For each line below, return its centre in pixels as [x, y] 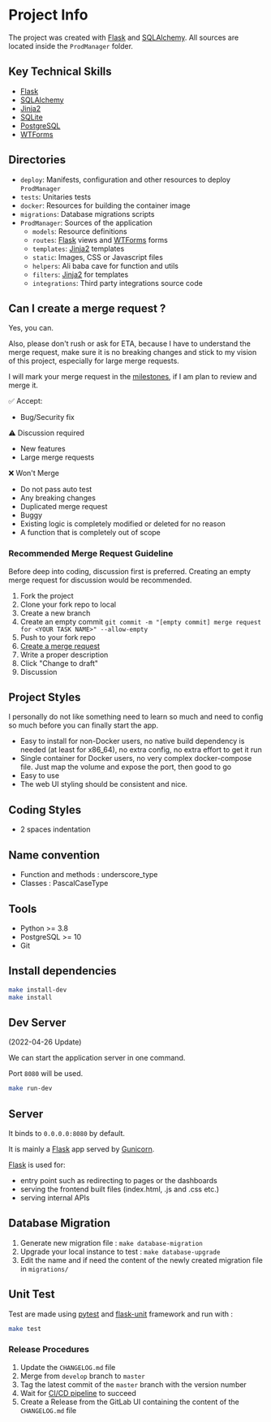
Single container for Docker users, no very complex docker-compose [136, 759]
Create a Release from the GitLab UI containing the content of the [129, 1402]
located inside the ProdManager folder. [71, 45]
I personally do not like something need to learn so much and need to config [136, 717]
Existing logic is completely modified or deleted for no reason [123, 524]
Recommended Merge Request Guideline [91, 554]
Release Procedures [49, 1350]
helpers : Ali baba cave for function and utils [105, 266]
